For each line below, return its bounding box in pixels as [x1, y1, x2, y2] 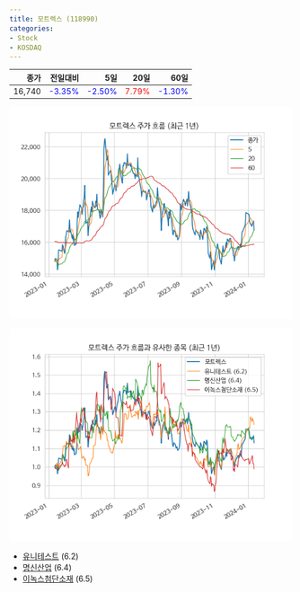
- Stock [9, 33, 39, 42]
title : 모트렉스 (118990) [9, 14, 99, 23]
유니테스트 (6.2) [22, 551, 79, 561]
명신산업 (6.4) [22, 561, 72, 572]
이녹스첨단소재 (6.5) [22, 573, 93, 584]
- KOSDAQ [9, 43, 42, 52]
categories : [9, 23, 54, 33]
